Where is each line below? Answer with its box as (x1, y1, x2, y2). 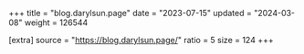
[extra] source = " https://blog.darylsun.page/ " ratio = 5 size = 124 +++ (8, 35, 275, 45)
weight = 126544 (24, 17, 89, 28)
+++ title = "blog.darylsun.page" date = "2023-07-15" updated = (8, 8, 252, 18)
